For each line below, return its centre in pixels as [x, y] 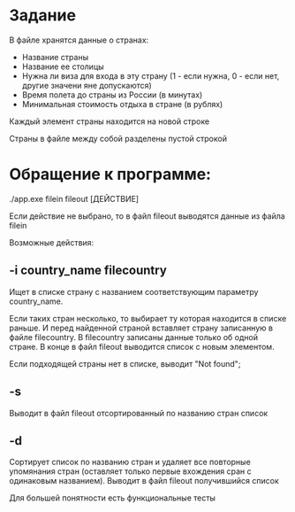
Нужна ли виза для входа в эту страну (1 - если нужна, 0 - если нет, [151, 75]
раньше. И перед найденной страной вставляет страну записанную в [141, 328]
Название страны [55, 57]
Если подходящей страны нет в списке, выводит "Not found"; [125, 363]
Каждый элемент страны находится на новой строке [110, 121]
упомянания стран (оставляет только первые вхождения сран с [130, 471]
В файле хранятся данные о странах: [79, 40]
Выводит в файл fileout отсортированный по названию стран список [139, 413]
